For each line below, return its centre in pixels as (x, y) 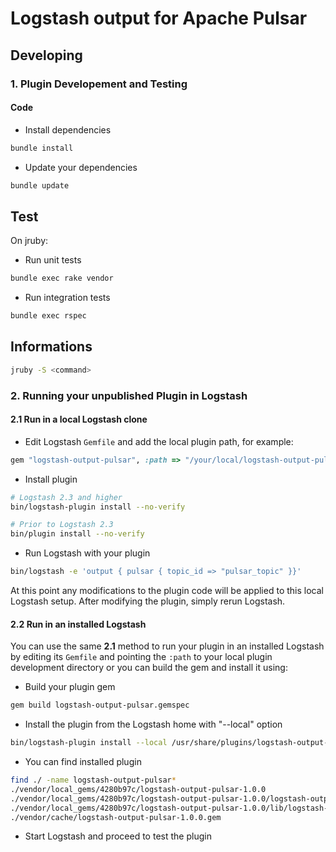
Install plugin (51, 479)
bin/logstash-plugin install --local (89, 743)
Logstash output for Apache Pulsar (159, 18)
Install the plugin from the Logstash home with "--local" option (153, 724)
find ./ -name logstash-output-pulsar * (93, 780)
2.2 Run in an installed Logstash (78, 624)
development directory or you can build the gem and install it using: (149, 668)
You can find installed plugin (83, 762)
